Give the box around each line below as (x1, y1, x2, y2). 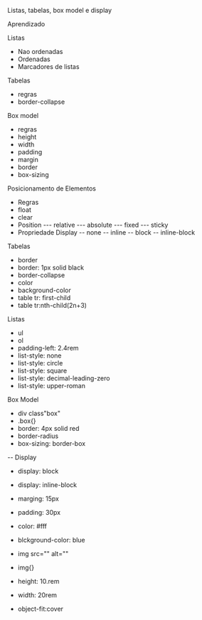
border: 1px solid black (17, 263, 84, 272)
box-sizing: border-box (17, 439, 86, 447)
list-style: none (17, 351, 62, 360)
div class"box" (17, 409, 60, 417)
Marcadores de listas (17, 63, 80, 70)
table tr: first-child (17, 294, 71, 301)
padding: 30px (17, 508, 61, 516)
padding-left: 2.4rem (17, 344, 80, 352)
